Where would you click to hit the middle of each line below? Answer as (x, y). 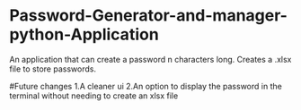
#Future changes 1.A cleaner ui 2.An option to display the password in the (146, 86)
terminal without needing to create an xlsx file (94, 96)
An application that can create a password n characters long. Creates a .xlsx (150, 59)
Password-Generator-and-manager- (148, 16)
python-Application (84, 34)
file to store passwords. (53, 69)
